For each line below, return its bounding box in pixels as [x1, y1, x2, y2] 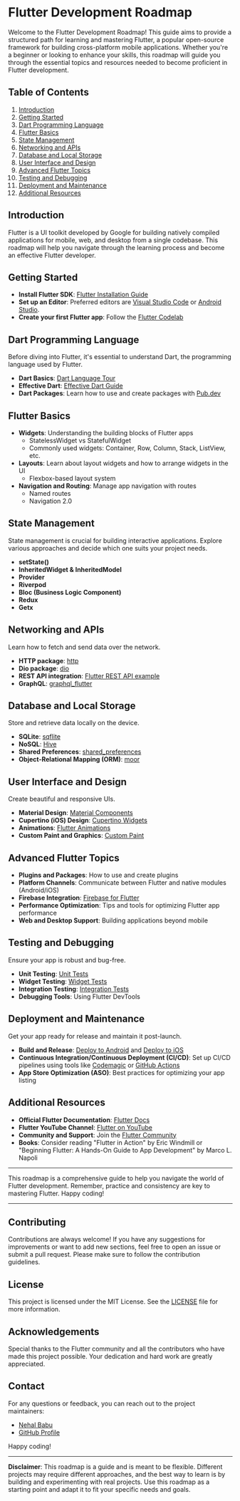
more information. [8, 1305, 61, 1314]
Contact [8, 1380, 45, 1393]
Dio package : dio [18, 664, 70, 672]
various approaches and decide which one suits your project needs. [8, 544, 208, 552]
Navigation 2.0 [28, 497, 73, 505]
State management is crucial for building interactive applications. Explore [8, 536, 223, 545]
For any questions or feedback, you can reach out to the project [8, 1399, 195, 1408]
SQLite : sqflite [18, 732, 61, 741]
